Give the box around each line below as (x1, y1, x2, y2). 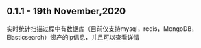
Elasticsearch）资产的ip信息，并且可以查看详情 (6, 33, 140, 41)
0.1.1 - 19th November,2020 (6, 5, 126, 17)
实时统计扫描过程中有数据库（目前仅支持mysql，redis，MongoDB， (6, 24, 198, 33)
